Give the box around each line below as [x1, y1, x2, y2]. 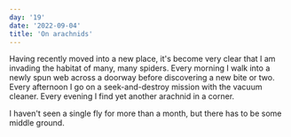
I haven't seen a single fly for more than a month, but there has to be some [9, 108, 282, 119]
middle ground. [9, 118, 65, 128]
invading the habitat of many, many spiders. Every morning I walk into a [9, 63, 271, 73]
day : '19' [9, 12, 46, 22]
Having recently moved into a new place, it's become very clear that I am [9, 54, 276, 65]
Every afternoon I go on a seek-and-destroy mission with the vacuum [9, 81, 263, 93]
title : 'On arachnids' [9, 29, 93, 38]
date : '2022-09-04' [9, 21, 82, 30]
